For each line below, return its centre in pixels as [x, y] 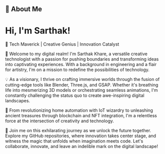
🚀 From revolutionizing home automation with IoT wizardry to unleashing [79, 110]
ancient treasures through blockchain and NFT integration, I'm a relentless [81, 116]
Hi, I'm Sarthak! [38, 31]
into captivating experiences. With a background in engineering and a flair [81, 65]
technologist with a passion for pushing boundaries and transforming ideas [82, 59]
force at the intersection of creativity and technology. [60, 121]
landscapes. [18, 101]
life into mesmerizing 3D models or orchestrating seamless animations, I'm [82, 90]
